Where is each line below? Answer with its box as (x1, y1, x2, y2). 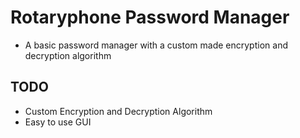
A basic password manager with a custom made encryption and (24, 39, 288, 51)
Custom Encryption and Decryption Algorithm (24, 105, 213, 117)
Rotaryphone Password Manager (10, 6, 290, 29)
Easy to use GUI (24, 116, 92, 128)
